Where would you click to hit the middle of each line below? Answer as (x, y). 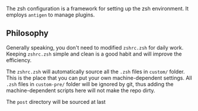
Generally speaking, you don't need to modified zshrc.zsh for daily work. (95, 47)
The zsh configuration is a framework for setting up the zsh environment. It (98, 9)
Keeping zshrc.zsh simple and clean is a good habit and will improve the (94, 54)
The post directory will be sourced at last (56, 102)
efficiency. (19, 60)
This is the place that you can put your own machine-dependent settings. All (99, 78)
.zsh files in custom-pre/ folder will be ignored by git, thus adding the (90, 84)
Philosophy (27, 33)
